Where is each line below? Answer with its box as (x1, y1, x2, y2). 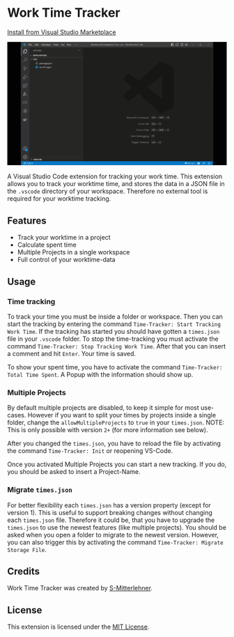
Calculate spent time (17, 240, 77, 249)
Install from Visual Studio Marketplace (7, 28, 116, 36)
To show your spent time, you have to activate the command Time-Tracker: (7, 362, 223, 371)
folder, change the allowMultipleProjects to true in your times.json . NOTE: (7, 418, 225, 427)
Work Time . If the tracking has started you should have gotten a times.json (7, 327, 220, 335)
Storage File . (7, 545, 47, 553)
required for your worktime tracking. (7, 194, 111, 203)
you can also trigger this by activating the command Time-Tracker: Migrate (7, 538, 224, 546)
